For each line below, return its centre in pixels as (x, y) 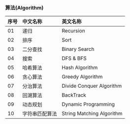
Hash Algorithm (80, 68)
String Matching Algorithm (92, 114)
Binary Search (78, 49)
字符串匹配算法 (40, 114)
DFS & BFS (74, 58)
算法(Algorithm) (24, 7)
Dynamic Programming (88, 104)
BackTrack (74, 95)
